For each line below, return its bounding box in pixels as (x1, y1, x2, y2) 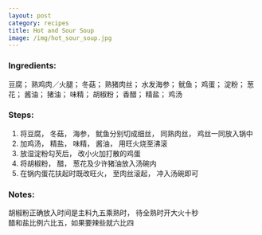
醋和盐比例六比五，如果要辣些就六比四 (8, 218, 134, 228)
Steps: (8, 109, 34, 120)
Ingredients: (8, 61, 57, 72)
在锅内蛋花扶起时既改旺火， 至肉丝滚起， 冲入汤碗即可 (19, 168, 199, 178)
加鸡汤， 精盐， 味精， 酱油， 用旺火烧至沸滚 (19, 139, 168, 148)
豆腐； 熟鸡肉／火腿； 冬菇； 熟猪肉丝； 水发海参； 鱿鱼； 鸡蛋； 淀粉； (8, 79, 245, 88)
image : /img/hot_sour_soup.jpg (8, 33, 112, 42)
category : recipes (8, 19, 69, 27)
